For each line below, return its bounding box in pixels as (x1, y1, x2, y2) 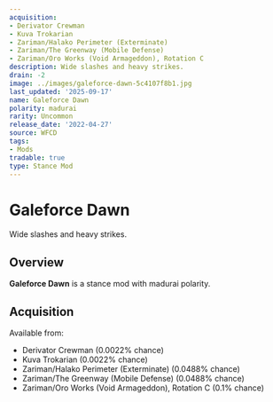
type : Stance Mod (9, 162, 74, 170)
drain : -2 (9, 71, 46, 80)
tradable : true (9, 153, 66, 162)
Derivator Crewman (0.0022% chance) (21, 344, 164, 355)
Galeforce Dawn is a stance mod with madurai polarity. (9, 279, 211, 289)
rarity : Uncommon (9, 112, 74, 121)
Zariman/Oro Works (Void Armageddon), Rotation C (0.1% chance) (21, 382, 264, 393)
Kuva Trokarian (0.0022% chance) (21, 354, 148, 365)
